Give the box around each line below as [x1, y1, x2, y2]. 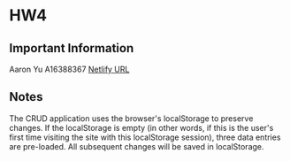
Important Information [9, 41, 134, 56]
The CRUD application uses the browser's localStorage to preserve [9, 112, 254, 124]
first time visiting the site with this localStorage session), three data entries [9, 132, 281, 142]
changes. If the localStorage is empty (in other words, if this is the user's [9, 122, 274, 133]
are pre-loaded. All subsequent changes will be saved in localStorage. [9, 141, 264, 151]
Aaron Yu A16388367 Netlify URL [9, 64, 130, 74]
